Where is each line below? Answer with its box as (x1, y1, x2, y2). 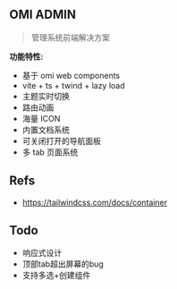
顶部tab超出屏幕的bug (21, 259, 105, 269)
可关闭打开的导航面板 (21, 135, 101, 146)
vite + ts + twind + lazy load (21, 80, 125, 90)
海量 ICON (21, 113, 61, 123)
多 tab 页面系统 (21, 147, 79, 157)
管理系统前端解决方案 (30, 31, 110, 43)
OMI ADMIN (9, 7, 76, 22)
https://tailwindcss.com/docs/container (21, 197, 168, 208)
